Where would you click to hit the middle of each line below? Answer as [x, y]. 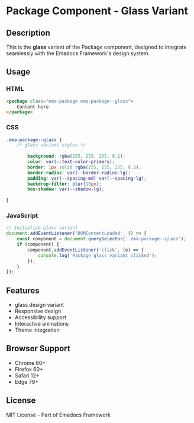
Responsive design [38, 311]
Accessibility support [41, 317]
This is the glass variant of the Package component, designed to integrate [97, 47]
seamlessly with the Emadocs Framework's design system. [78, 53]
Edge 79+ [27, 381]
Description [28, 33]
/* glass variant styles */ [51, 145]
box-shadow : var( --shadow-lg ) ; [66, 189]
